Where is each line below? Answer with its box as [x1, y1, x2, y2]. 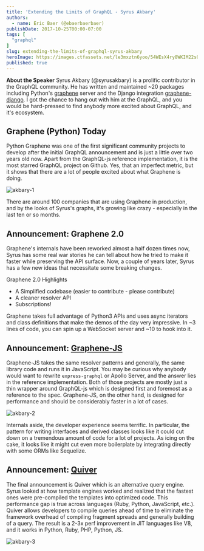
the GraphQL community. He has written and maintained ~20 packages [6, 83, 185, 90]
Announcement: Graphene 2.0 [6, 228, 124, 239]
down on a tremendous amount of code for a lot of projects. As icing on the [6, 434, 195, 441]
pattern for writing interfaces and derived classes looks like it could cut [6, 428, 184, 435]
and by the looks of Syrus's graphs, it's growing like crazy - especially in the [6, 205, 197, 212]
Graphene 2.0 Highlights [6, 276, 68, 283]
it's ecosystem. [6, 109, 44, 116]
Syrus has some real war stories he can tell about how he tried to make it [6, 252, 189, 259]
